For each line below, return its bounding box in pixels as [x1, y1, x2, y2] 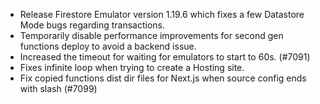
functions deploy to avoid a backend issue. [19, 40, 197, 52]
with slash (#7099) [19, 83, 98, 94]
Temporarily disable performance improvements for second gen [19, 30, 284, 41]
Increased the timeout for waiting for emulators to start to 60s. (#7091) [19, 51, 311, 63]
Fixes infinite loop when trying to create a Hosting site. [19, 62, 245, 73]
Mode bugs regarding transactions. [19, 19, 166, 31]
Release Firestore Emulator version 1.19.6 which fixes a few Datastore [19, 9, 305, 20]
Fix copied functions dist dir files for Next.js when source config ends [19, 72, 307, 84]
